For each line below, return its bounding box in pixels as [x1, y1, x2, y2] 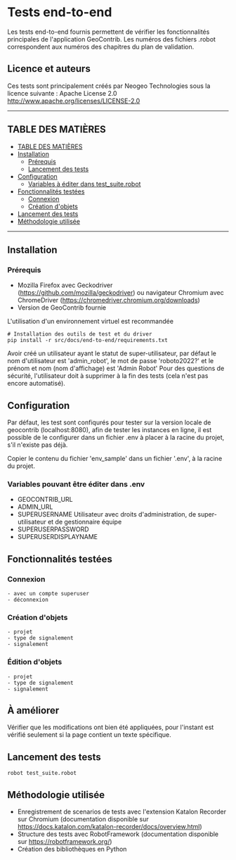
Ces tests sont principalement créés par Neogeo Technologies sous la [7, 82, 211, 90]
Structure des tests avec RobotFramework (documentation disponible [17, 830, 219, 838]
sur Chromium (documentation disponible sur [17, 815, 149, 823]
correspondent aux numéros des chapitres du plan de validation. [7, 42, 195, 51]
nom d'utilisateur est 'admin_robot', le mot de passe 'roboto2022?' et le [7, 357, 214, 365]
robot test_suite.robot [7, 770, 77, 777]
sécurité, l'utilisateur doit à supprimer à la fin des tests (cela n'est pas [7, 372, 209, 380]
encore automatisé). [7, 379, 65, 388]
